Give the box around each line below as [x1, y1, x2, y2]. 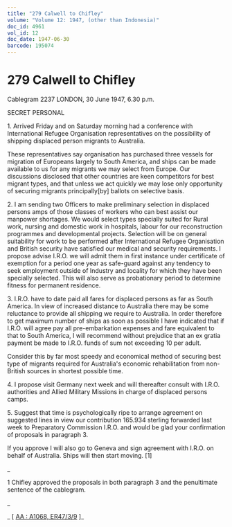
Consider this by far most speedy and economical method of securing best [7, 352, 222, 360]
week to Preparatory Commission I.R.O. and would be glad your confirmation [7, 423, 226, 431]
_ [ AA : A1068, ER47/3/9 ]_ [7, 512, 84, 520]
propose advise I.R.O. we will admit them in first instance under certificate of [7, 251, 225, 260]
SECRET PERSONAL [7, 108, 65, 116]
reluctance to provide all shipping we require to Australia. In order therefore [7, 309, 222, 317]
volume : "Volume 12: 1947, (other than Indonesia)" [7, 17, 159, 24]
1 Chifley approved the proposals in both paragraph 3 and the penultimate [7, 478, 218, 486]
